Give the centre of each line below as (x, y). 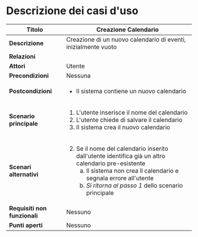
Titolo (34, 29)
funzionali (24, 215)
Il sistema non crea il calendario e (132, 170)
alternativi (24, 174)
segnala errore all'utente (120, 178)
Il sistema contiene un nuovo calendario (131, 91)
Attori (17, 66)
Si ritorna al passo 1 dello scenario (135, 185)
